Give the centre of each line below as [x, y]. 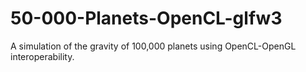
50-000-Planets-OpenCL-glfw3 [146, 18]
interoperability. [42, 56]
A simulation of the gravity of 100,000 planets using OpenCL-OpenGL [153, 46]
